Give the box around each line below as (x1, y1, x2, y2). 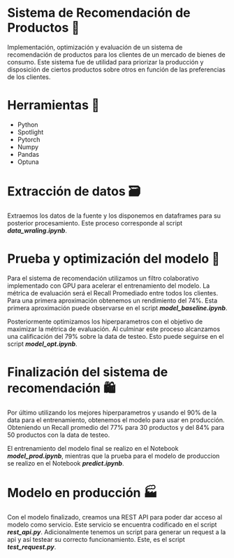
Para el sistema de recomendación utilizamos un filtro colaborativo (7, 274, 199, 282)
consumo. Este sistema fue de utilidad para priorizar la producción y (7, 57, 204, 66)
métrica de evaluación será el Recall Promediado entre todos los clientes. (7, 288, 219, 297)
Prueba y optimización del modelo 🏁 (7, 251, 220, 267)
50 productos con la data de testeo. (7, 431, 110, 439)
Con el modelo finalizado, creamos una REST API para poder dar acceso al (7, 512, 222, 521)
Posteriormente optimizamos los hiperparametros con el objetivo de (7, 317, 203, 326)
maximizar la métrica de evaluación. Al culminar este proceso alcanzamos (7, 324, 221, 333)
